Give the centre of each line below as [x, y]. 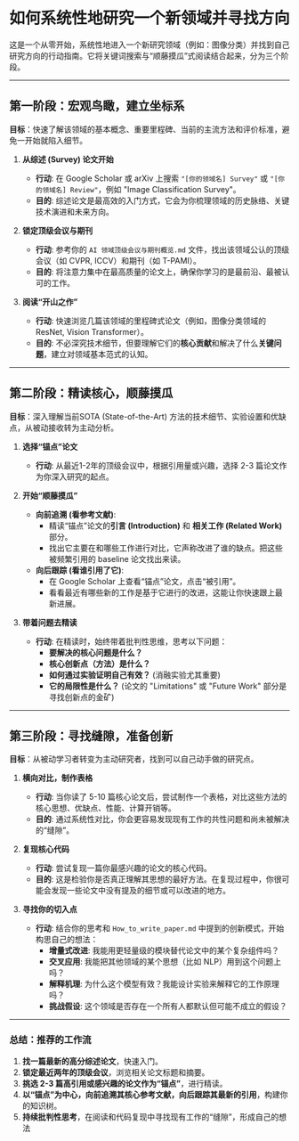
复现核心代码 [45, 849]
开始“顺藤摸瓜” [50, 495]
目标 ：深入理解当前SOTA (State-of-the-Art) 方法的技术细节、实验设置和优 [144, 416]
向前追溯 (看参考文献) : [76, 514]
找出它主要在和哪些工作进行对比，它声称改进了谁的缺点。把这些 [166, 548]
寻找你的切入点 [49, 909]
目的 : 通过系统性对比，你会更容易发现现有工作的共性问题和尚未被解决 [162, 819]
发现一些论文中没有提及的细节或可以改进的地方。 [141, 891]
